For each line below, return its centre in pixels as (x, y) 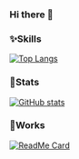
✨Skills (26, 38)
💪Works (27, 125)
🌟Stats (25, 83)
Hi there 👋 (32, 15)
